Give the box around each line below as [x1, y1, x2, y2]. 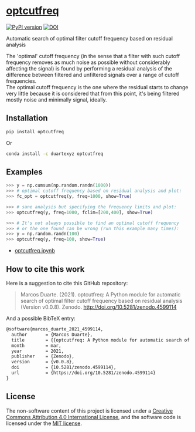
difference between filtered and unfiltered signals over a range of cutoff [6, 71, 180, 78]
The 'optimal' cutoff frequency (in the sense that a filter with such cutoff [6, 52, 180, 59]
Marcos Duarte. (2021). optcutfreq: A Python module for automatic [20, 291, 181, 298]
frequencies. [6, 77, 37, 85]
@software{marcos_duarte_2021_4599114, [6, 326, 104, 332]
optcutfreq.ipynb [14, 247, 56, 254]
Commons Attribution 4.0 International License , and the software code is [6, 413, 182, 420]
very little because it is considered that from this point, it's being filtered [6, 90, 180, 97]
